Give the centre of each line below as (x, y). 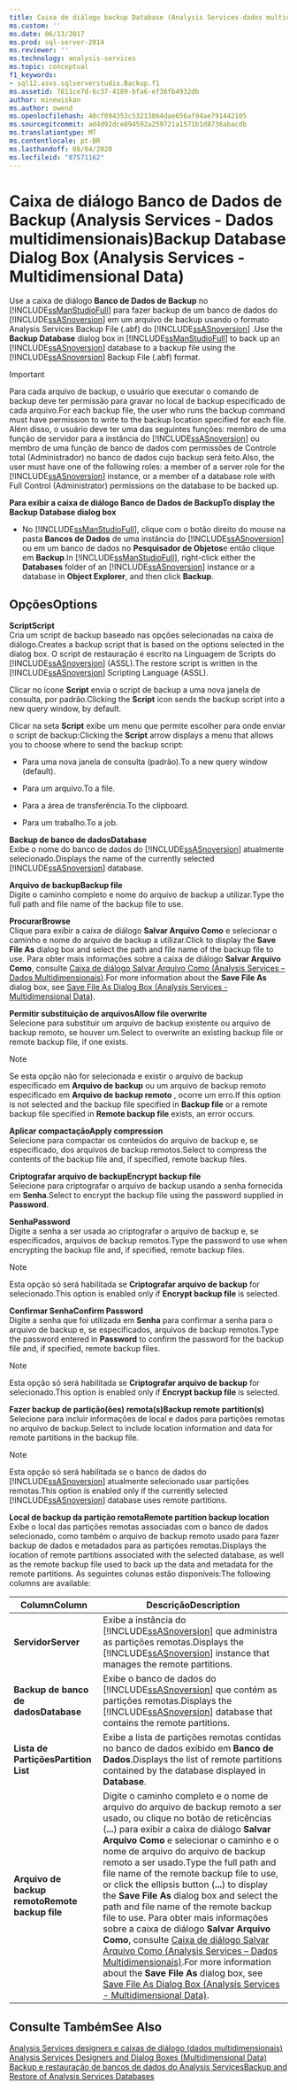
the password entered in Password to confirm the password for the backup (147, 1339)
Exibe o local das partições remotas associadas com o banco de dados (139, 1527)
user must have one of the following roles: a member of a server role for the (147, 467)
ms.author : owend (41, 108)
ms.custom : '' (35, 26)
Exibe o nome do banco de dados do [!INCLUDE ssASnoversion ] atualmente (147, 849)
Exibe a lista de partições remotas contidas (192, 1738)
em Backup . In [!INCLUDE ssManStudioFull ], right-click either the (139, 558)
